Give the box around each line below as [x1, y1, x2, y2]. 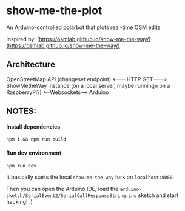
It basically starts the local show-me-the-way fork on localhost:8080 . [6, 173, 175, 181]
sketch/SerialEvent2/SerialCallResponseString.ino [6, 192, 137, 199]
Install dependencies [6, 122, 61, 130]
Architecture [6, 59, 56, 70]
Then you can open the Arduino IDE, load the [6, 185, 119, 192]
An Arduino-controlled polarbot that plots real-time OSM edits [6, 24, 161, 31]
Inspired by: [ [6, 35, 39, 42]
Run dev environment [6, 149, 62, 156]
